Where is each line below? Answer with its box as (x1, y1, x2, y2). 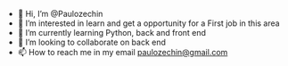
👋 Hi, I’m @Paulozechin (17, 9, 103, 19)
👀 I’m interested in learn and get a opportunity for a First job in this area (17, 18, 280, 29)
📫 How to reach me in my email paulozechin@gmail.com (17, 47, 228, 57)
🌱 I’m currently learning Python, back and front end (17, 28, 207, 37)
